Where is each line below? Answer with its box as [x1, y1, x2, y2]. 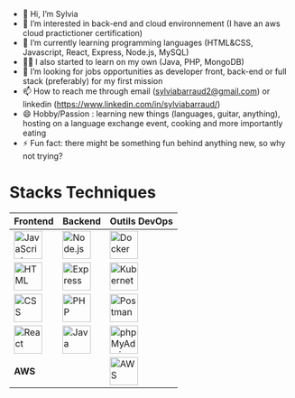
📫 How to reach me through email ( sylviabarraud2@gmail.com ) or [22, 86, 271, 97]
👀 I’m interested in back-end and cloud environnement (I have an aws [22, 18, 281, 29]
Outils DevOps [109, 215, 173, 227]
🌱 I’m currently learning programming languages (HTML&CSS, [22, 37, 254, 48]
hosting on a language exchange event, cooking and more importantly [22, 118, 283, 128]
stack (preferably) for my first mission [22, 76, 163, 86]
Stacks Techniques [9, 182, 156, 203]
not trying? [22, 151, 63, 162]
